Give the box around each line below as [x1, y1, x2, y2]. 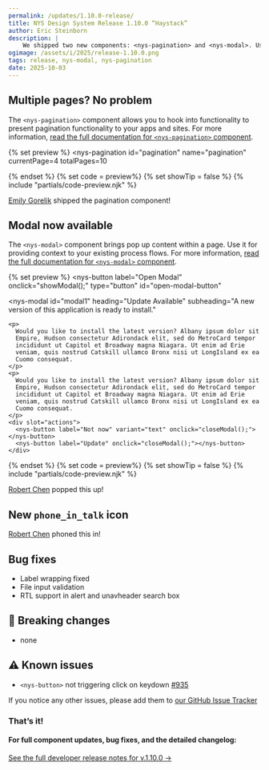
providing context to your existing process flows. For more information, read [8, 248, 259, 258]
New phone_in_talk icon [8, 508, 129, 522]
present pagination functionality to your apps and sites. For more [8, 123, 223, 133]
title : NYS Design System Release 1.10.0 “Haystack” [8, 19, 188, 27]
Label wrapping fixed [19, 574, 90, 583]
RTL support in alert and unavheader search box [19, 591, 180, 600]
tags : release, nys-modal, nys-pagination [8, 57, 152, 65]
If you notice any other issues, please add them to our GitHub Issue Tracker [8, 695, 258, 705]
